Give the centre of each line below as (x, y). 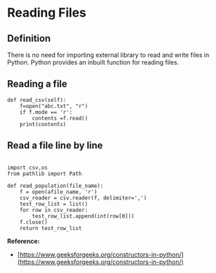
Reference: (24, 241)
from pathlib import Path (44, 174)
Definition (29, 38)
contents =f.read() (60, 118)
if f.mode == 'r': (46, 112)
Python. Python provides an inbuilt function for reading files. (93, 62)
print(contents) (43, 124)
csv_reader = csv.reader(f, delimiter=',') (83, 198)
